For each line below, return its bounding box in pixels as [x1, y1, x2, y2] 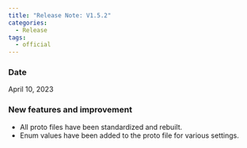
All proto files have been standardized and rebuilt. [19, 122, 183, 131]
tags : [8, 33, 26, 42]
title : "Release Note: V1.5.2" [8, 11, 112, 20]
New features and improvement [8, 104, 133, 115]
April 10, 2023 [8, 84, 54, 94]
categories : [8, 19, 47, 27]
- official [15, 41, 51, 49]
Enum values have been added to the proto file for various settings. [19, 131, 239, 140]
